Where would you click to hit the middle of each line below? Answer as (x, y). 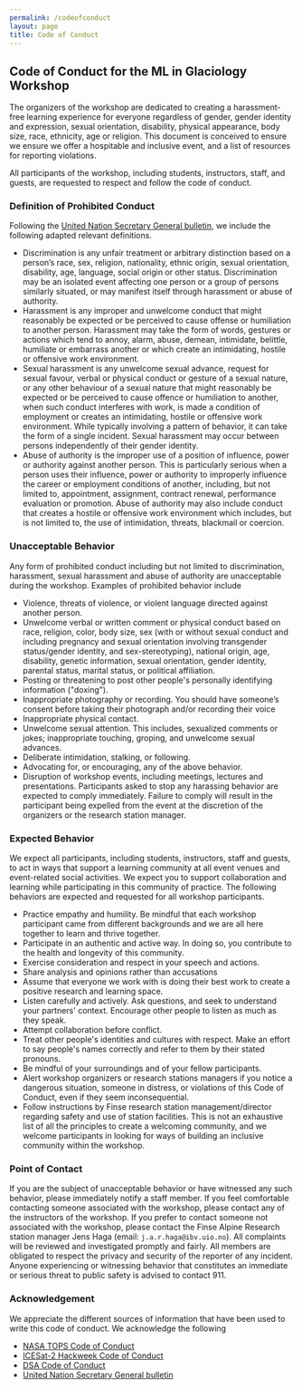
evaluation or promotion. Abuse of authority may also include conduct (152, 503)
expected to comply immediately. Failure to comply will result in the (148, 795)
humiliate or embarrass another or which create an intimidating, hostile (154, 349)
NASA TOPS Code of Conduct (78, 1345)
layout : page (34, 26)
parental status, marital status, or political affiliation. (118, 670)
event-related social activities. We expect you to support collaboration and (148, 878)
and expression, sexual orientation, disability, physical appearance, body (145, 127)
